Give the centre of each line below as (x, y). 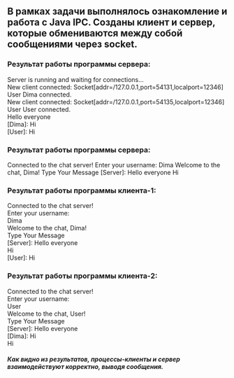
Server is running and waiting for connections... (76, 79)
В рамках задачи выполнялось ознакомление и (117, 12)
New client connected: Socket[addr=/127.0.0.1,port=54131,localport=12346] (115, 87)
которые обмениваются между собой (95, 33)
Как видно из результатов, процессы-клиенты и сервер (94, 359)
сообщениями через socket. (72, 44)
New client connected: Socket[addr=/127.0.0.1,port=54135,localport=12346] (116, 101)
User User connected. (39, 109)
